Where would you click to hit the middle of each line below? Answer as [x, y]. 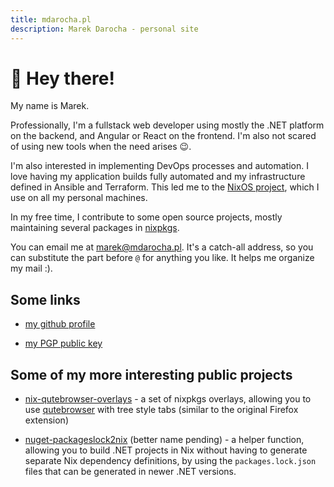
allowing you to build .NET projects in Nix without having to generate [166, 450]
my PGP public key [63, 343]
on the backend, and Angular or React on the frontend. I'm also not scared [163, 136]
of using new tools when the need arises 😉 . [101, 147]
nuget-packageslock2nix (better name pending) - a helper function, [164, 440]
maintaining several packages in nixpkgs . [95, 228]
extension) [46, 420]
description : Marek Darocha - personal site [104, 29]
